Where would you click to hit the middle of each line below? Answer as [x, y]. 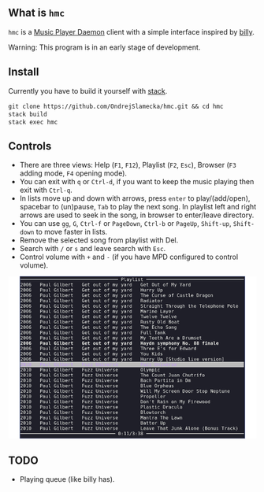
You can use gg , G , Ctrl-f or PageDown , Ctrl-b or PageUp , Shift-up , [125, 224]
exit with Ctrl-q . [46, 190]
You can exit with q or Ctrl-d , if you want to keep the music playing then [137, 182]
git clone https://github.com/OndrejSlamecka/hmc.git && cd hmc [116, 106]
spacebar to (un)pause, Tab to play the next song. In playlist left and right [138, 207]
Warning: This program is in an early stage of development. [104, 47]
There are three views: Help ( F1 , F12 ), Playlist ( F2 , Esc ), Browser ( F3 [128, 165]
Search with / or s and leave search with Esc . [93, 249]
